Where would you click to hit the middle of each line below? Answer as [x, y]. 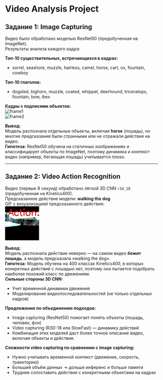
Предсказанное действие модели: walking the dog [58, 198]
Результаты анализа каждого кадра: [43, 49]
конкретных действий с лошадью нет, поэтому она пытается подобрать [80, 268]
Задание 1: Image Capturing [49, 27]
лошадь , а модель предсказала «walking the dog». [58, 258]
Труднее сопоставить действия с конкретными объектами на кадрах [84, 372]
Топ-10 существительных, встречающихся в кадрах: [62, 58]
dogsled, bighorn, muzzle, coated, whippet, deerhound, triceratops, [80, 91]
